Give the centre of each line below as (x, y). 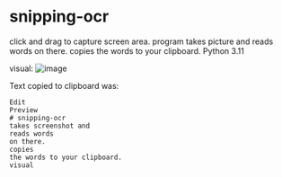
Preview (24, 110)
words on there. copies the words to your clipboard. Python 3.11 (127, 50)
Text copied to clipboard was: (64, 85)
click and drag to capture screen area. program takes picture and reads (141, 41)
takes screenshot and (50, 126)
